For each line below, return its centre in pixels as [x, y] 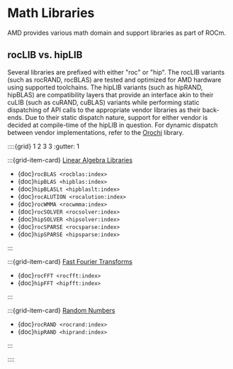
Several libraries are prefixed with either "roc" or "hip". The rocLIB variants [116, 72]
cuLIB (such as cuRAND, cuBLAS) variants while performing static [103, 102]
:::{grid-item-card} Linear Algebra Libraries [70, 160]
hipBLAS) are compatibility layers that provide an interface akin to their [110, 94]
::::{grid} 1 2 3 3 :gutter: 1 [44, 146]
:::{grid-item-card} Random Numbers [61, 310]
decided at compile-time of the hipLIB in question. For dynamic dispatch [113, 125]
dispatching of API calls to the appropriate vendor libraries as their [104, 110]
